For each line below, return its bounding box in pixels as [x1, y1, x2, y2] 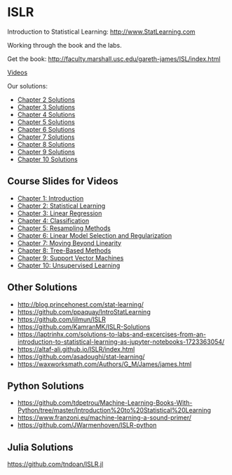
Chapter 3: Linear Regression [17, 208, 102, 218]
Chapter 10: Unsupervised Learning [17, 261, 121, 269]
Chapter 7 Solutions [17, 133, 75, 141]
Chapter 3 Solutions [17, 102, 76, 111]
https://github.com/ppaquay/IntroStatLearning [17, 307, 151, 316]
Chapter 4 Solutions [17, 110, 76, 119]
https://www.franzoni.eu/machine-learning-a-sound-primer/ [17, 413, 191, 422]
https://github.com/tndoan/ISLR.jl [7, 460, 104, 469]
